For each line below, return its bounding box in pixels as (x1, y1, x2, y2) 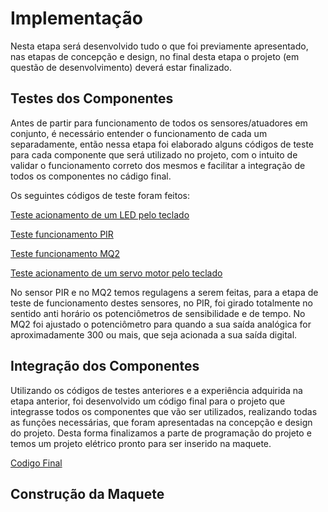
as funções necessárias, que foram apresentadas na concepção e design (10, 416, 313, 428)
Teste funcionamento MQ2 (10, 247, 121, 259)
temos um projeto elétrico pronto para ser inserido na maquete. (10, 437, 272, 449)
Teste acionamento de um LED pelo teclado (10, 208, 190, 221)
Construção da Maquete (10, 485, 165, 502)
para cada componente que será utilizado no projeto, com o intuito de (10, 148, 298, 161)
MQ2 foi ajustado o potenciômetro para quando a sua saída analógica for (10, 318, 312, 330)
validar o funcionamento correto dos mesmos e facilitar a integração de (10, 159, 306, 171)
